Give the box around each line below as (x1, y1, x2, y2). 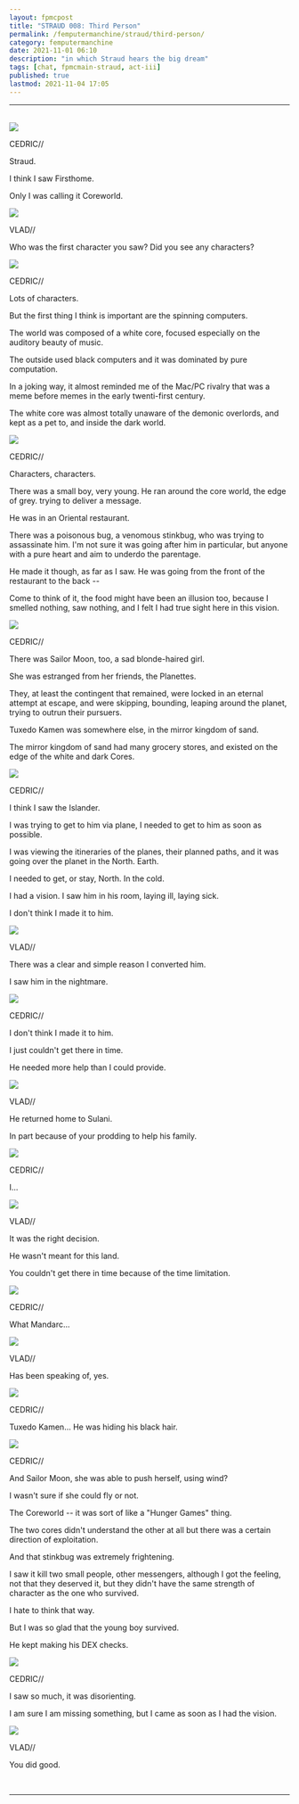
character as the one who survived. (9, 1587, 140, 1598)
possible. (9, 828, 43, 839)
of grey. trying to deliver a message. (9, 495, 142, 506)
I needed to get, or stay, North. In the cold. (9, 873, 165, 884)
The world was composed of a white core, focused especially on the (9, 327, 261, 338)
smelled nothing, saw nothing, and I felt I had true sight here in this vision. (9, 602, 280, 613)
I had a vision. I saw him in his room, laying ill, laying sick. (9, 890, 220, 901)
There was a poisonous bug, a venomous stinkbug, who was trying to (9, 530, 264, 540)
